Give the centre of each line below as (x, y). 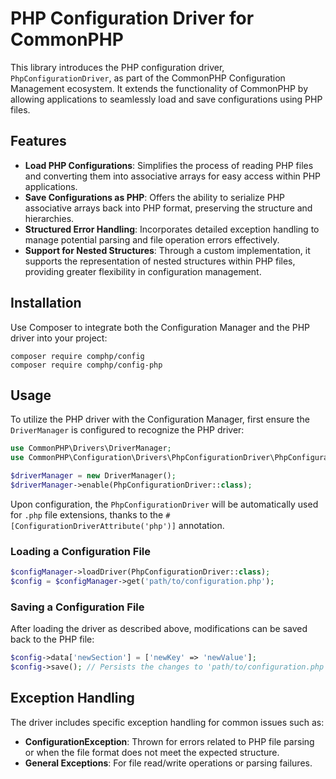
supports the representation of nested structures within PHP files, (160, 261)
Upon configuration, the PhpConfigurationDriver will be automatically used (164, 504)
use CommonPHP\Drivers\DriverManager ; (91, 448)
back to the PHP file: (52, 639)
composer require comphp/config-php (86, 365)
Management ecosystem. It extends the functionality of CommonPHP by (159, 88)
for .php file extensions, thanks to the (87, 514)
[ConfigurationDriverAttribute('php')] (93, 526)
